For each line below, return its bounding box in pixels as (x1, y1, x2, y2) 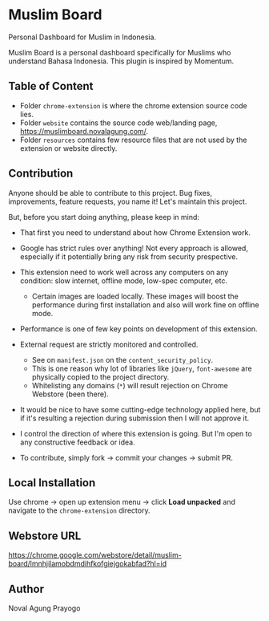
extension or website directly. (19, 143, 118, 153)
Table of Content (8, 79, 94, 93)
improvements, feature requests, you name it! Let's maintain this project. (8, 197, 247, 206)
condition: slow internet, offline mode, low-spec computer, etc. (19, 275, 228, 286)
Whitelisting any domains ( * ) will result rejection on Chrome (31, 380, 228, 390)
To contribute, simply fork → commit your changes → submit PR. (19, 453, 234, 462)
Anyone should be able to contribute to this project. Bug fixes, (8, 188, 213, 197)
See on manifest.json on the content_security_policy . (31, 355, 214, 364)
